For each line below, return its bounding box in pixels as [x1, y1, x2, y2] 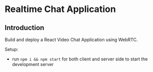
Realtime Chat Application [5, 3, 116, 15]
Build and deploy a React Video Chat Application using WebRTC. [5, 36, 138, 42]
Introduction [5, 23, 45, 32]
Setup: [5, 46, 19, 52]
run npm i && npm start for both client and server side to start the [12, 56, 148, 62]
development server [12, 61, 54, 67]
